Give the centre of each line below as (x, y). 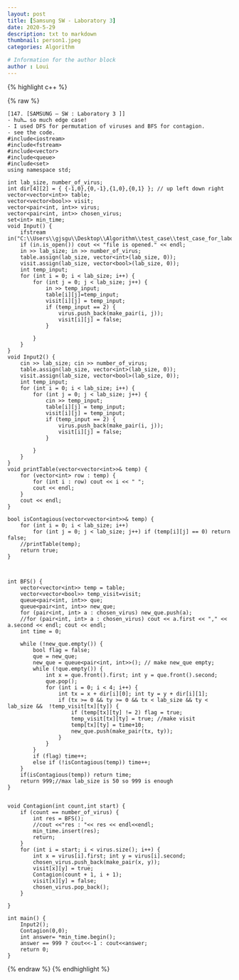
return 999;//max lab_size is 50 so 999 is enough (97, 781)
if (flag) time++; (60, 756)
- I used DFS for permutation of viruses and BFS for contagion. (106, 126)
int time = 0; (41, 631)
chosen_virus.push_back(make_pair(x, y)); (97, 862)
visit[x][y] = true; (63, 868)
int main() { (27, 918)
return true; (39, 550)
